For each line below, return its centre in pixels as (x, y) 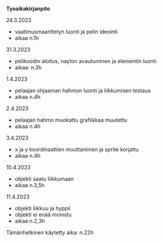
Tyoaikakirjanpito (28, 9)
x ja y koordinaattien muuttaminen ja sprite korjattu (77, 149)
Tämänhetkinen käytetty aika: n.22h (50, 232)
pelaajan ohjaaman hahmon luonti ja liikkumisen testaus (83, 91)
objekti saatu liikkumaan (44, 179)
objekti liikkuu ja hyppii (42, 208)
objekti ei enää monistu (43, 215)
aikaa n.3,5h (30, 185)
